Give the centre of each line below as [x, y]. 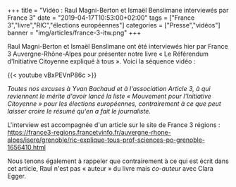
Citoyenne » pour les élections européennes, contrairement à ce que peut [114, 104]
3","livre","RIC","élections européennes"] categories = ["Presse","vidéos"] [114, 25]
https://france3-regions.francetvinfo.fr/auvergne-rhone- [89, 132]
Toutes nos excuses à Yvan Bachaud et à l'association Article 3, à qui [109, 89]
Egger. [17, 176]
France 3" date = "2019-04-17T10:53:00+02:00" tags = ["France [101, 18]
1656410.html [26, 147]
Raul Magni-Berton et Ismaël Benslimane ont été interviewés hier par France [118, 46]
